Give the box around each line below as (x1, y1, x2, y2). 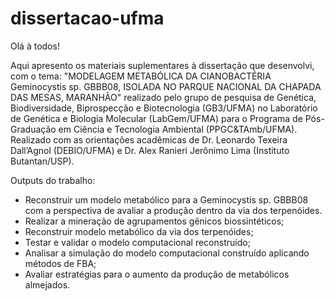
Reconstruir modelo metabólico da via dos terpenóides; (24, 225, 254, 237)
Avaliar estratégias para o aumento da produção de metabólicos (24, 268, 290, 280)
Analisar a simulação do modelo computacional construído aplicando (24, 247, 310, 259)
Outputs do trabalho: (10, 174, 96, 186)
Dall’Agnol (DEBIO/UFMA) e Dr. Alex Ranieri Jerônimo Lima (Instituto (10, 144, 290, 156)
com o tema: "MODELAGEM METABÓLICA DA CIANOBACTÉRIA (10, 70, 272, 82)
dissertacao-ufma (10, 7, 165, 30)
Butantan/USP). (10, 155, 75, 167)
